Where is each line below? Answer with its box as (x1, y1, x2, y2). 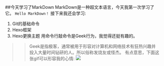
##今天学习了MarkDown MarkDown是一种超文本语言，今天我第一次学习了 (5, 4, 154, 10)
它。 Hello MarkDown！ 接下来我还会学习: (5, 10, 87, 16)
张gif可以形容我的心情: (29, 56, 75, 61)
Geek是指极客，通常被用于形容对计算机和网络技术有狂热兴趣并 (29, 44, 156, 49)
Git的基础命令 (12, 21, 40, 26)
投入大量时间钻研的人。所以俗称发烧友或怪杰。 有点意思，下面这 (29, 49, 160, 55)
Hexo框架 (12, 27, 32, 33)
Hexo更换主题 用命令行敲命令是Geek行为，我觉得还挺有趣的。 (12, 33, 138, 39)
